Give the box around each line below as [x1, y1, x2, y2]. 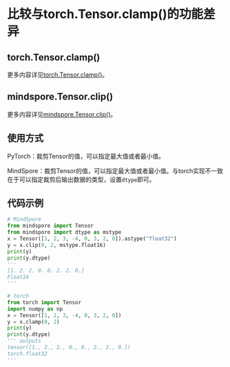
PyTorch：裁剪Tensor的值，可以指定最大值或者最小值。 [7, 152, 165, 160]
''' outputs [7, 337, 41, 345]
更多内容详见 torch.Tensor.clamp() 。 [7, 70, 109, 79]
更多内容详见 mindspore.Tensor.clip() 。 [7, 110, 117, 118]
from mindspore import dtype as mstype [7, 229, 122, 236]
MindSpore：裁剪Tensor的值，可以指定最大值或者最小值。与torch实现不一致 [7, 166, 224, 175]
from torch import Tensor [7, 299, 81, 306]
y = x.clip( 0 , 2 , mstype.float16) [7, 241, 107, 248]
